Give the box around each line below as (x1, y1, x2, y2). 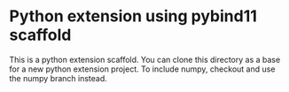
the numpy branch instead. (9, 73, 108, 83)
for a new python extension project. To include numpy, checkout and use (9, 64, 276, 74)
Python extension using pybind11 (9, 6, 257, 27)
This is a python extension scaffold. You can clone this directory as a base (9, 54, 281, 65)
